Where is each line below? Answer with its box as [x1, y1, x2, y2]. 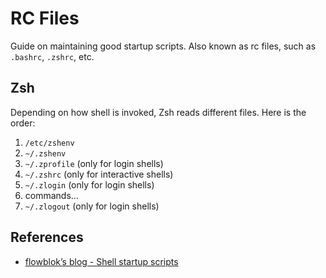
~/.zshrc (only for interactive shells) [24, 168, 174, 180]
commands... [24, 189, 79, 201]
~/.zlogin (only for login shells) [24, 178, 155, 191]
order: [10, 117, 36, 129]
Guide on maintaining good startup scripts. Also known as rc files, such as [10, 40, 317, 52]
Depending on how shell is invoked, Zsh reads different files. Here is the [10, 106, 307, 118]
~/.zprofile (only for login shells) [24, 157, 164, 169]
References [10, 229, 84, 246]
